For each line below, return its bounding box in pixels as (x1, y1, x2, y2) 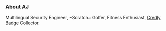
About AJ (5, 3, 29, 10)
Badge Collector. (5, 20, 40, 26)
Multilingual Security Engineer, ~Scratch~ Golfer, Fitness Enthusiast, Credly (5, 15, 161, 21)
